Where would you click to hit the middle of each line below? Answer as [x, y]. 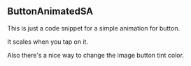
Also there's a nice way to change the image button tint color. [95, 55]
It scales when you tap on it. [48, 42]
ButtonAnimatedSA [50, 11]
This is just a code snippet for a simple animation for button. [94, 28]
